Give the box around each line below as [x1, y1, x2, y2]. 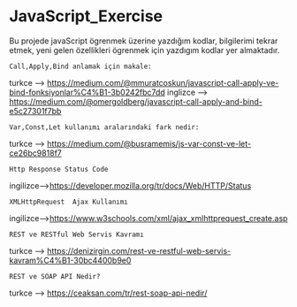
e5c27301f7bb [9, 105, 62, 116]
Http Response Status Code [9, 165, 109, 173]
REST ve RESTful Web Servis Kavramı [9, 230, 144, 239]
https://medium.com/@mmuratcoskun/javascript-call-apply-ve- [47, 77, 279, 88]
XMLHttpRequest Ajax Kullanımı [9, 197, 128, 206]
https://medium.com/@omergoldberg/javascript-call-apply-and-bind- [9, 96, 263, 107]
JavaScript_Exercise [9, 6, 164, 27]
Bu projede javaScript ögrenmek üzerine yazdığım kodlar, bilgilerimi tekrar [9, 35, 278, 46]
